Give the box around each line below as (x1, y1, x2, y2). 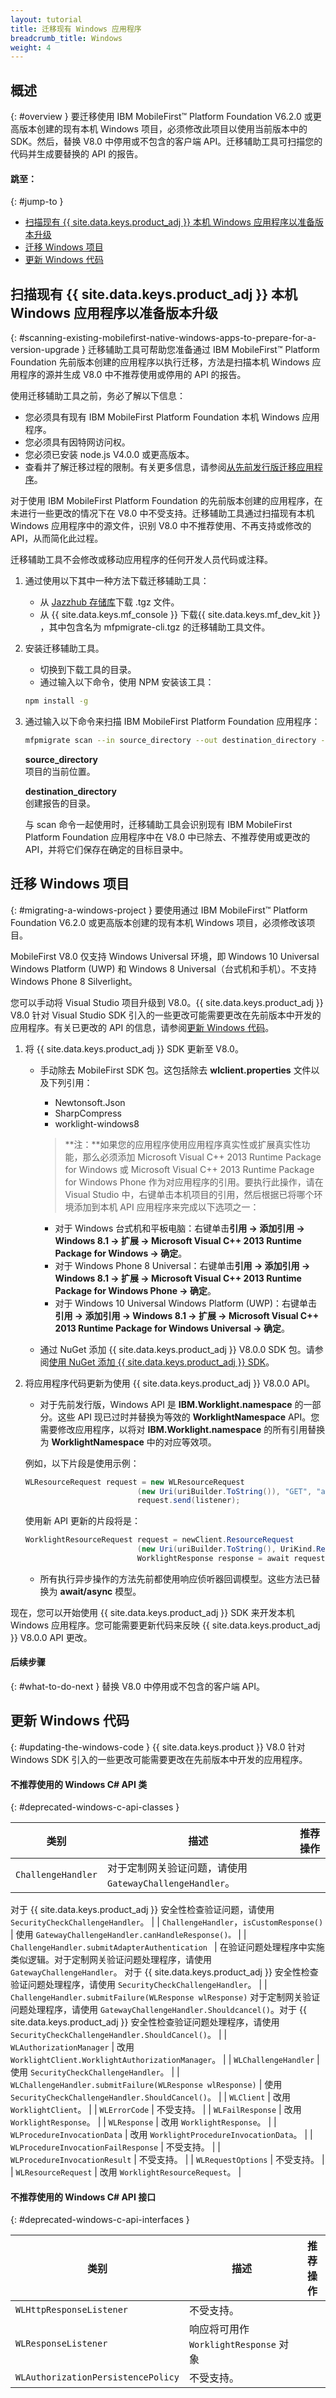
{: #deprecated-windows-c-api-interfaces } (10, 2214, 190, 2226)
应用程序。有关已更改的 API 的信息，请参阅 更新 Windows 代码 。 (10, 1021, 275, 1033)
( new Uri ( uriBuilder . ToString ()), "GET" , (136, 1486, 313, 1496)
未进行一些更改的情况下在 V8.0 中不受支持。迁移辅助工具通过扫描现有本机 (10, 507, 315, 520)
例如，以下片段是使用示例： (24, 1457, 140, 1469)
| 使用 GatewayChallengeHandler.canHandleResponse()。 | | (10, 1929, 247, 1941)
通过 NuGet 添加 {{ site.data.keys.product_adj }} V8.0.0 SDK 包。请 (39, 1343, 315, 1355)
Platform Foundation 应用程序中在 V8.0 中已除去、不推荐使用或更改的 (24, 831, 311, 843)
